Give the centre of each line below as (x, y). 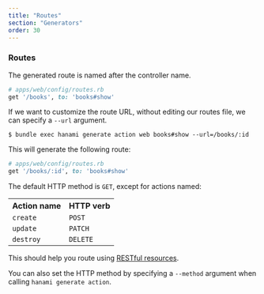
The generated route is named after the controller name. (100, 75)
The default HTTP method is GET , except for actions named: (105, 187)
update (25, 229)
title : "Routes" (35, 15)
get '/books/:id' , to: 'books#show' (68, 171)
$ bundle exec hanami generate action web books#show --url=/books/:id (128, 135)
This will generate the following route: (70, 149)
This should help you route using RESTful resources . (94, 258)
